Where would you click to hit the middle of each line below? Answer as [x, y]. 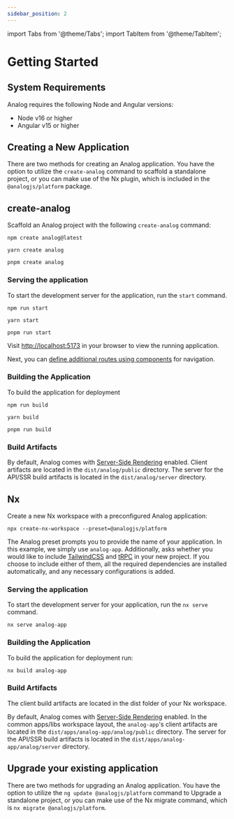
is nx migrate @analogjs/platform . [57, 807]
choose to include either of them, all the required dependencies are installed [117, 564]
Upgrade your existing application [83, 768]
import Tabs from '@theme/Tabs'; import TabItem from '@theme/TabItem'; [115, 34]
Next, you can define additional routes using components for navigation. [111, 359]
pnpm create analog [36, 263]
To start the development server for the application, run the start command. [117, 295]
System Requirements [57, 88]
